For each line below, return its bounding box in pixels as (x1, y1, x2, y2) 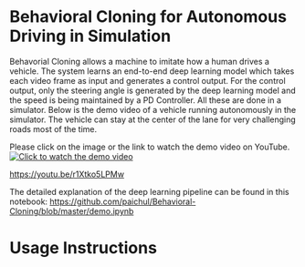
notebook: (9, 196, 48, 207)
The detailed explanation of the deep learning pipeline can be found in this (9, 186, 289, 197)
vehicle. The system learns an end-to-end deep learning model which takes (9, 66, 295, 77)
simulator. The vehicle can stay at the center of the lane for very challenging (9, 114, 297, 125)
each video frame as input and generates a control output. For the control (9, 75, 286, 86)
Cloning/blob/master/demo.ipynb (9, 205, 134, 216)
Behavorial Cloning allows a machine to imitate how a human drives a (9, 56, 269, 67)
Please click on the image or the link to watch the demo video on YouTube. (9, 141, 290, 152)
